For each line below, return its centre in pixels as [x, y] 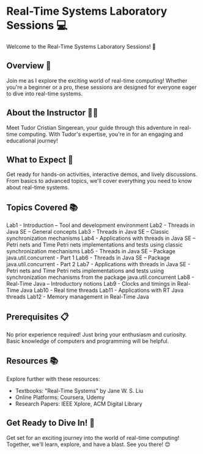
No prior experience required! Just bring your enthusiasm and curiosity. [97, 334]
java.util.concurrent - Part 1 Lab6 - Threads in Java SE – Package [88, 258]
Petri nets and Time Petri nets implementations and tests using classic [95, 245]
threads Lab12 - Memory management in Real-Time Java [78, 297]
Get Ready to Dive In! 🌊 [51, 423]
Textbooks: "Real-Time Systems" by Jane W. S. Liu [79, 390]
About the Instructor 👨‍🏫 [52, 113]
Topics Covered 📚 [42, 207]
